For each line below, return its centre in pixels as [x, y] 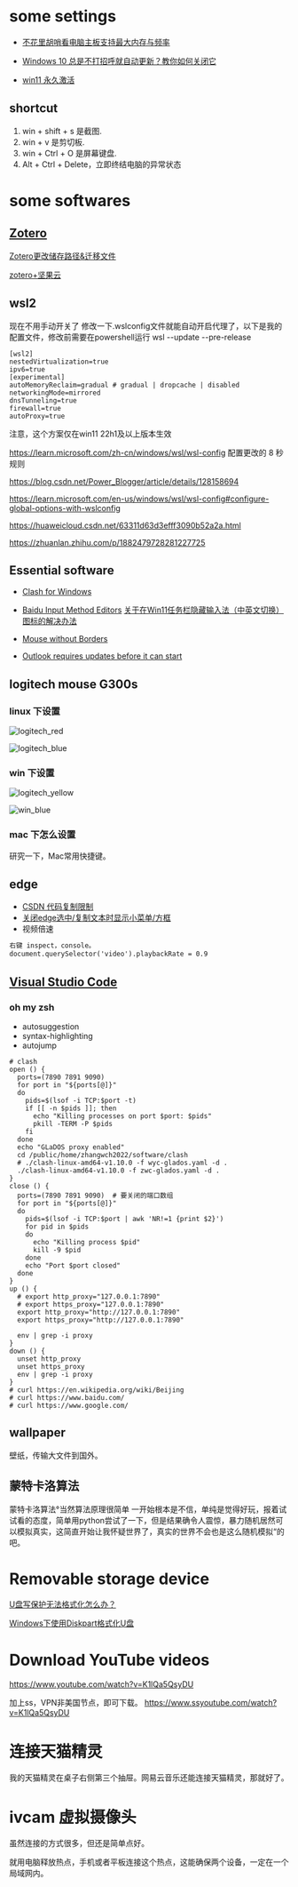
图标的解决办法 [49, 621]
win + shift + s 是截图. [62, 131]
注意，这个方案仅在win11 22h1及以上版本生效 [90, 434]
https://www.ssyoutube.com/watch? [211, 1703]
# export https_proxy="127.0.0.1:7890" [91, 1304]
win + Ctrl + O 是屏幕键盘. [69, 153]
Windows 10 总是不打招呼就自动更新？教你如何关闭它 [119, 60]
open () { [27, 1069]
